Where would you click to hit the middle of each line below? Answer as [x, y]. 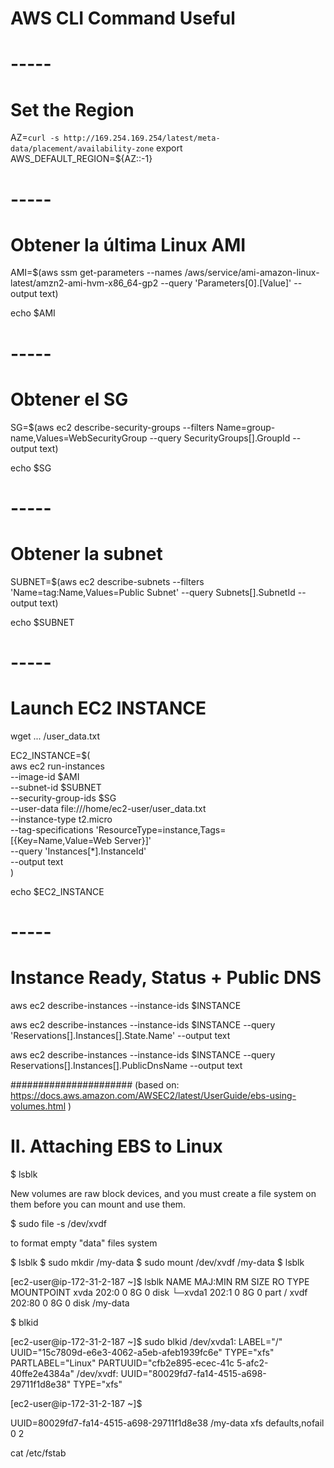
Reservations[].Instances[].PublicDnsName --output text [126, 1065]
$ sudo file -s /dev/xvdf [58, 1223]
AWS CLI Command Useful [123, 18]
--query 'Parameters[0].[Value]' [226, 283]
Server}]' [133, 840]
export [169, 148]
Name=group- [246, 427]
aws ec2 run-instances [57, 766]
